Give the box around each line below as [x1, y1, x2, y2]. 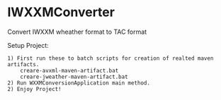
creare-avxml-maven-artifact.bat [20, 67, 119, 74]
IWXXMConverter [7, 4, 115, 20]
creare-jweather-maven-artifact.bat [20, 73, 129, 80]
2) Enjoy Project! [7, 85, 62, 92]
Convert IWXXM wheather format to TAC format [7, 27, 147, 36]
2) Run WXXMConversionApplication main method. [7, 79, 151, 87]
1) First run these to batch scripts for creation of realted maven [7, 54, 214, 62]
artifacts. [7, 61, 40, 68]
